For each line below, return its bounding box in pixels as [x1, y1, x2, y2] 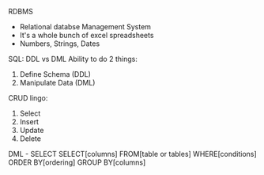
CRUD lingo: [8, 93, 48, 102]
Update [19, 126, 44, 135]
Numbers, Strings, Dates [19, 39, 100, 48]
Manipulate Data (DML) [19, 78, 96, 87]
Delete [19, 134, 42, 143]
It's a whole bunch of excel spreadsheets [19, 31, 154, 40]
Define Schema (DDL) [19, 70, 91, 78]
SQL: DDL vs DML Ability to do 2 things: [8, 55, 138, 63]
